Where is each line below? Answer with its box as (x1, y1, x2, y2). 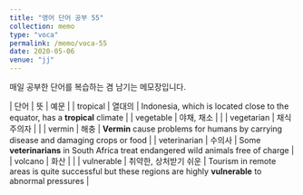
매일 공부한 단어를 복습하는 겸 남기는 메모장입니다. (9, 82, 187, 92)
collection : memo (9, 22, 75, 31)
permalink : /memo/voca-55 (9, 38, 107, 48)
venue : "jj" (9, 55, 54, 64)
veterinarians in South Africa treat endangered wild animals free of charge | (9, 145, 295, 155)
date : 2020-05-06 (9, 47, 75, 56)
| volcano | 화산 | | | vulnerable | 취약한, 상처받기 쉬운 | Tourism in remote (9, 156, 277, 166)
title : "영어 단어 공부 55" (9, 13, 104, 23)
